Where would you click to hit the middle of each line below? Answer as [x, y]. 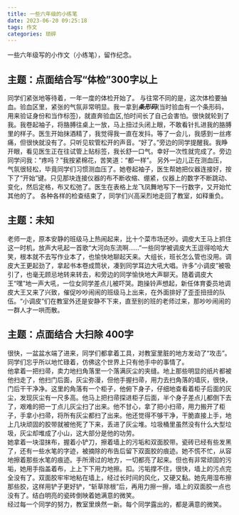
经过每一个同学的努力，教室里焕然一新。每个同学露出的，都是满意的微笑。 [116, 504]
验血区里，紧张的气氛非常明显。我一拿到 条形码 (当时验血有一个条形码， [124, 107]
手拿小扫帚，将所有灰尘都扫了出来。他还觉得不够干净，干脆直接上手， [122, 415]
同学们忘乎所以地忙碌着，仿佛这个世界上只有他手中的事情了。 [98, 362]
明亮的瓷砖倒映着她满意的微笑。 [91, 495]
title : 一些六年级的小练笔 [43, 14]
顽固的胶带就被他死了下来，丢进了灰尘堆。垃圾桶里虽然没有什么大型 [126, 424]
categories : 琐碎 [32, 34]
